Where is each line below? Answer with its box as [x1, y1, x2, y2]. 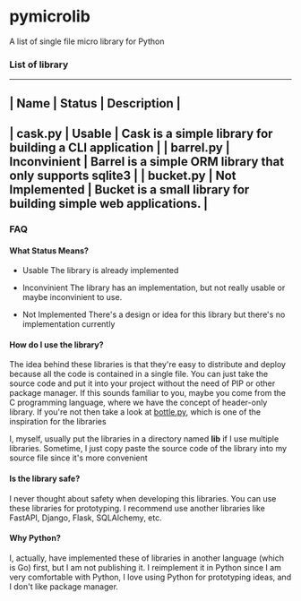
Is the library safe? [9, 473, 81, 484]
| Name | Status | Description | [9, 96, 181, 111]
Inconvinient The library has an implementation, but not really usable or [21, 282, 286, 293]
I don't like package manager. [9, 580, 119, 592]
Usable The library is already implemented [21, 265, 179, 276]
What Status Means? [9, 245, 90, 256]
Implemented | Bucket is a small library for [9, 182, 250, 198]
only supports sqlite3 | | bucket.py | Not [9, 168, 236, 184]
